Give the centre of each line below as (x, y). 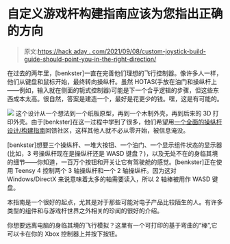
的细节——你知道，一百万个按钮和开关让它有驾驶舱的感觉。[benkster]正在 (112, 162)
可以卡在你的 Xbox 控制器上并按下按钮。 (64, 234)
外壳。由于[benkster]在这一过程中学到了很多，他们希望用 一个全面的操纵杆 (117, 122)
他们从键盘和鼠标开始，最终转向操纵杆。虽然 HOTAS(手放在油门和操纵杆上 (112, 81)
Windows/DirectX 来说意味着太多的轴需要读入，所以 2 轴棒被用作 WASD (109, 179)
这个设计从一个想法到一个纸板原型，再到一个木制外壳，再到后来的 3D (113, 113)
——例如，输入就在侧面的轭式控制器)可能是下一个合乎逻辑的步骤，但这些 (110, 90)
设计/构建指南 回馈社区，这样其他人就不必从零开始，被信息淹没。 (98, 130)
